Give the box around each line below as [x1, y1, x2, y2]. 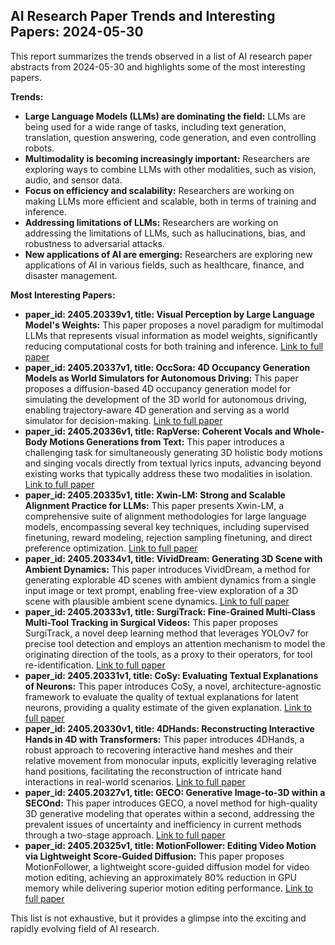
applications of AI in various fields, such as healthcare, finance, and [24, 259, 305, 271]
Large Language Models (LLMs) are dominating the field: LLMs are [24, 110, 307, 122]
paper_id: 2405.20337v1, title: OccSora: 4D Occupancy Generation [24, 361, 311, 373]
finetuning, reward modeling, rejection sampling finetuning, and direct [24, 531, 313, 543]
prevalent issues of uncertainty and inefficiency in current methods [24, 818, 302, 830]
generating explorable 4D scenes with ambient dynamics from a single [24, 574, 317, 586]
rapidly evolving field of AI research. [10, 922, 160, 934]
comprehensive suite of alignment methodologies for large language [24, 510, 307, 522]
